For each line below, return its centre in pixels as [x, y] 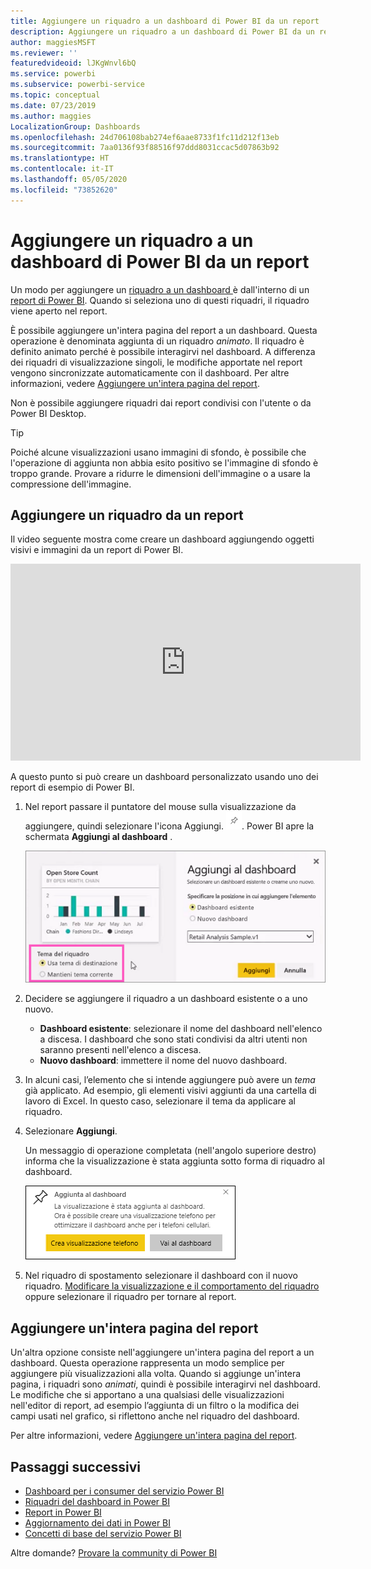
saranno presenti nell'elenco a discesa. [120, 1050]
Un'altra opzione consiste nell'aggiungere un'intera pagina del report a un [162, 1352]
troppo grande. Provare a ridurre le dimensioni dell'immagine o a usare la [160, 473]
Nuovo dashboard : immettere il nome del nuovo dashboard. [163, 1061]
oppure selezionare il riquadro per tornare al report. [130, 1297]
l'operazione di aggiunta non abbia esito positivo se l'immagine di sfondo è [164, 462]
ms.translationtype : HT [60, 158]
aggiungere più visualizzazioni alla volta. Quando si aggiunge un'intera [156, 1374]
